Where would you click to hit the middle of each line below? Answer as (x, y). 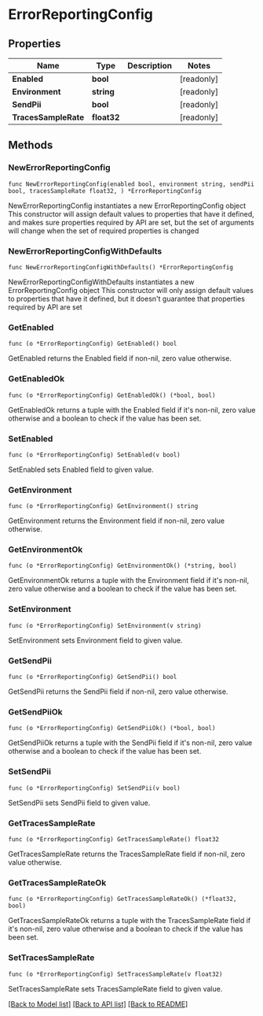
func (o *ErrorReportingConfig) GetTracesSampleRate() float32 (114, 839)
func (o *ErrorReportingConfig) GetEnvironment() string (103, 506)
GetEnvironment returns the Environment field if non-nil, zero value (117, 521)
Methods (31, 145)
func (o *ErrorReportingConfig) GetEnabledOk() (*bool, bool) (112, 395)
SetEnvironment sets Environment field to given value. (95, 640)
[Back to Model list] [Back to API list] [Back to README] (98, 1004)
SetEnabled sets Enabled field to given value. (81, 469)
